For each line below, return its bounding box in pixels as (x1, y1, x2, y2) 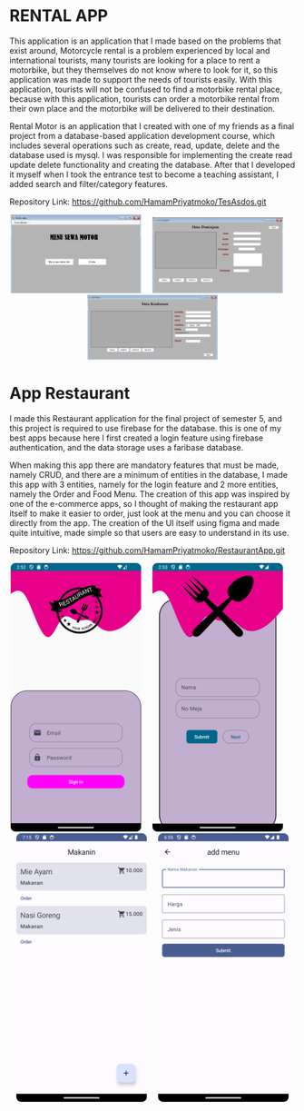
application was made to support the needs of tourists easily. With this (9, 74, 273, 84)
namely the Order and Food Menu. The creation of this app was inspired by (9, 489, 290, 500)
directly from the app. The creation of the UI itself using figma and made (9, 518, 279, 529)
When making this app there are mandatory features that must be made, (9, 460, 279, 471)
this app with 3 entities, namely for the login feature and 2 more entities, (9, 479, 279, 491)
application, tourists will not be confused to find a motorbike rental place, (9, 84, 283, 94)
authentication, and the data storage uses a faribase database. (9, 442, 244, 453)
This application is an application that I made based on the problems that (9, 35, 281, 46)
